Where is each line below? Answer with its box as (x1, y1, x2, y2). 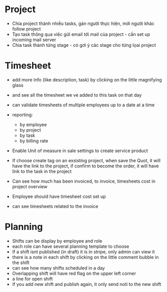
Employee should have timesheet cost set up (12, 193, 106, 199)
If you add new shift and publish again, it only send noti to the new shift (12, 281, 161, 287)
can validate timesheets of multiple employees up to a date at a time (12, 102, 155, 108)
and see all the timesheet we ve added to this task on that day (12, 92, 142, 98)
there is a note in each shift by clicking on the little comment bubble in (12, 254, 159, 260)
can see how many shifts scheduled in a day (12, 265, 105, 271)
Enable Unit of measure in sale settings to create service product (12, 148, 148, 154)
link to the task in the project (12, 168, 72, 174)
